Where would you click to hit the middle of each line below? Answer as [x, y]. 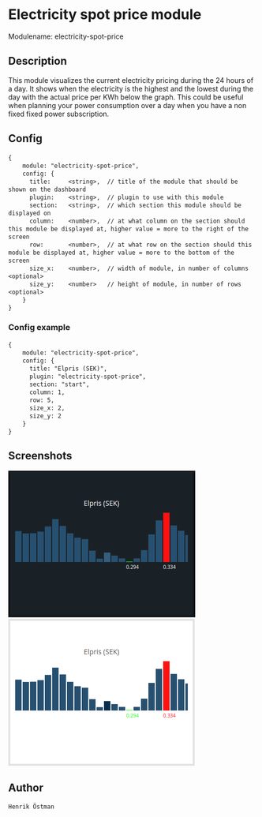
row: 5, [42, 400]
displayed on [30, 213]
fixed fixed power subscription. [59, 114]
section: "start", [59, 384]
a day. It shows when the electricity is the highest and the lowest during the [131, 88]
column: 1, [47, 392]
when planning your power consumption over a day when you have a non [127, 105]
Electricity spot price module [105, 15]
